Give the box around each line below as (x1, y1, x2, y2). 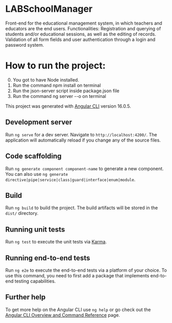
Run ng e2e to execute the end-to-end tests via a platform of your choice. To (5, 267, 167, 273)
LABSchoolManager (5, 3, 93, 15)
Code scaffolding (5, 152, 62, 160)
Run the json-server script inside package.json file (12, 88, 120, 94)
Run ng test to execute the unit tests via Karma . (5, 239, 107, 245)
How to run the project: (5, 60, 106, 72)
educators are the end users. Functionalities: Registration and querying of (5, 25, 161, 31)
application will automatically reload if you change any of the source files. (5, 137, 161, 143)
